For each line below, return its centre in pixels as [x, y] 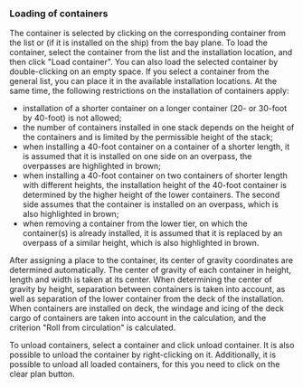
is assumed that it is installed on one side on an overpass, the [137, 156]
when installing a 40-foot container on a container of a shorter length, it [156, 147]
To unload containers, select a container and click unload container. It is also [152, 345]
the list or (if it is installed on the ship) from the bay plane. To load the [139, 43]
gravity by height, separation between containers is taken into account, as [147, 289]
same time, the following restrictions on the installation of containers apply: [149, 91]
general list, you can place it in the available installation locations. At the [143, 81]
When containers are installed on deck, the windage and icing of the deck [147, 308]
